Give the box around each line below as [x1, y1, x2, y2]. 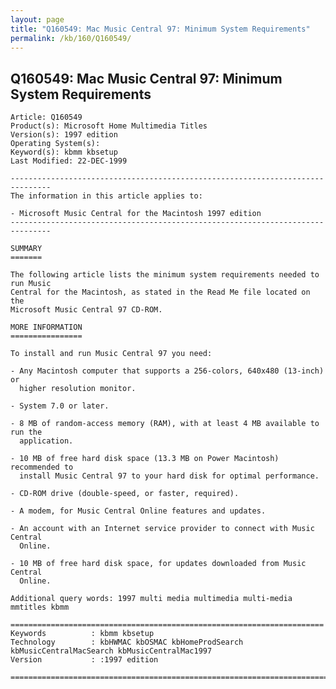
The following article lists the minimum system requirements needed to [10, 270, 320, 280]
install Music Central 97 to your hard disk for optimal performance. [19, 471, 320, 481]
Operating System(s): [10, 139, 101, 149]
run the [10, 427, 43, 438]
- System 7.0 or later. [10, 401, 110, 411]
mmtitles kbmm [10, 602, 70, 613]
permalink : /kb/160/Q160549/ [10, 33, 132, 43]
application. [19, 436, 74, 446]
